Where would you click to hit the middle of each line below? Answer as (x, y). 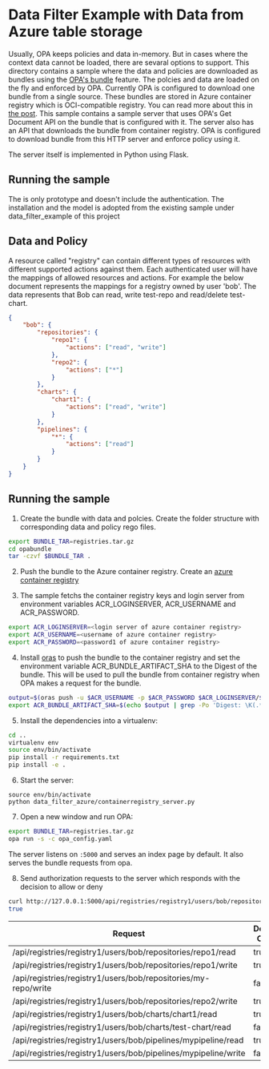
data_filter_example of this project (64, 216)
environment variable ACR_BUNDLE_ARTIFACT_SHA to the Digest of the (139, 665)
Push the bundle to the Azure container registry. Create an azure (126, 572)
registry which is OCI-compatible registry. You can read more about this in (131, 105)
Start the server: (47, 780)
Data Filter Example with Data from (126, 15)
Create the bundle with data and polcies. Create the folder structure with (139, 518)
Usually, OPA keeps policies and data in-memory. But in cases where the (128, 54)
